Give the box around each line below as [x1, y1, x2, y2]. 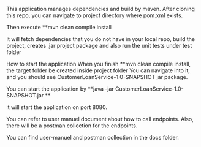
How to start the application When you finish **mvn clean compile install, [6, 61, 191, 67]
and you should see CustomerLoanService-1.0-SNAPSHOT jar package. [6, 73, 188, 80]
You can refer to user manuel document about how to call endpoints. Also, [6, 116, 194, 123]
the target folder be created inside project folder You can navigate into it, [6, 67, 190, 74]
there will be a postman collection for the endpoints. [6, 122, 138, 129]
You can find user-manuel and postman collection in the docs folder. [6, 134, 180, 141]
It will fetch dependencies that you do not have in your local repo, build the [6, 36, 195, 42]
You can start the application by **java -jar [6, 85, 115, 92]
